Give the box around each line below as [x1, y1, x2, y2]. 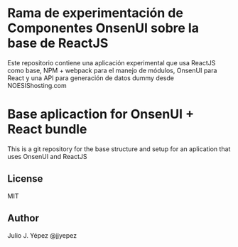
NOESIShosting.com [7, 81, 67, 89]
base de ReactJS [7, 35, 109, 51]
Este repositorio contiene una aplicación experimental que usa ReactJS [7, 58, 216, 67]
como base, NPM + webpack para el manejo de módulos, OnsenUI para [7, 66, 217, 75]
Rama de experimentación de [7, 5, 183, 21]
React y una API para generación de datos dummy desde [7, 73, 174, 82]
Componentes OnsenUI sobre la [7, 20, 199, 36]
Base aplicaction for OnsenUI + [7, 106, 194, 122]
